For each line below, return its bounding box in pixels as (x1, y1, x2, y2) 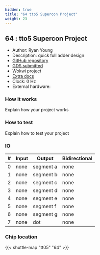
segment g (32, 211, 58, 218)
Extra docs (12, 73, 34, 79)
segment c (32, 179, 57, 186)
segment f (32, 203, 56, 210)
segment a (32, 163, 57, 170)
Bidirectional (62, 155, 93, 162)
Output (36, 155, 54, 162)
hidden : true (5, 7, 32, 12)
